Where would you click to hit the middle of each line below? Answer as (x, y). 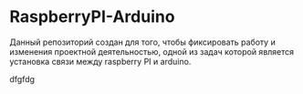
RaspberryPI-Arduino (92, 17)
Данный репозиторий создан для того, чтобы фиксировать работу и (142, 42)
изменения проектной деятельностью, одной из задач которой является (152, 51)
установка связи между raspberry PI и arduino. (100, 61)
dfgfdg (22, 78)
